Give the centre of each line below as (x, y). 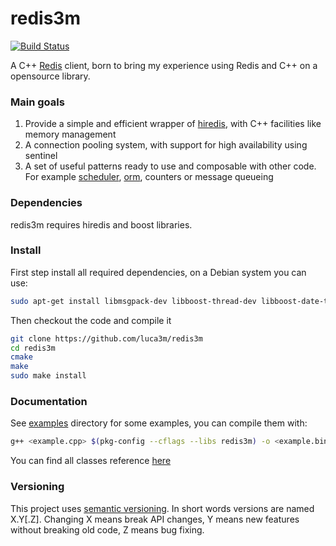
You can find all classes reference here (91, 461)
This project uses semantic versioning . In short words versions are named (162, 508)
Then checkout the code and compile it (91, 320)
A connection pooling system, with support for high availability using (166, 145)
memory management (70, 134)
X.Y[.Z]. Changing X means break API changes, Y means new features (155, 519)
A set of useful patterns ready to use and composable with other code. (170, 166)
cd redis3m (33, 348)
